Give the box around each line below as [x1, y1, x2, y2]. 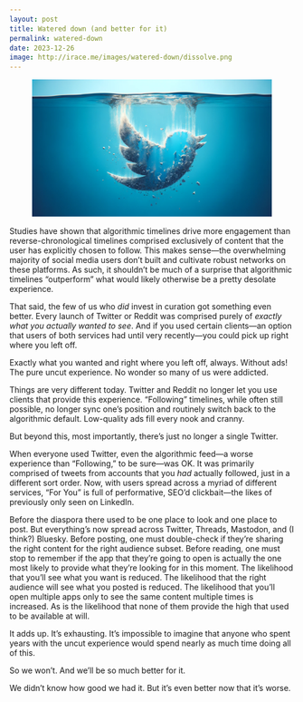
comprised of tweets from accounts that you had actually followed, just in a [9, 468, 291, 479]
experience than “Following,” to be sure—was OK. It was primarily [9, 458, 255, 469]
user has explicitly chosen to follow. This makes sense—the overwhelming [9, 245, 287, 256]
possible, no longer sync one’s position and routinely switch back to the [9, 404, 276, 414]
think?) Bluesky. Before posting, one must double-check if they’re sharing [9, 533, 284, 544]
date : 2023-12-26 [9, 44, 75, 53]
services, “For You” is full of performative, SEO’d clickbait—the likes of [9, 487, 273, 498]
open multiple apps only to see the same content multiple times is [9, 591, 254, 602]
